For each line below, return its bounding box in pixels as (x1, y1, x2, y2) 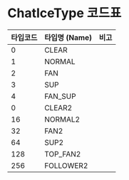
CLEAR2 (43, 102, 73, 112)
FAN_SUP (43, 91, 76, 101)
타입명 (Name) (43, 32, 93, 42)
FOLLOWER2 (43, 160, 88, 170)
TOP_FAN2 (43, 149, 81, 159)
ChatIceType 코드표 (7, 5, 122, 21)
